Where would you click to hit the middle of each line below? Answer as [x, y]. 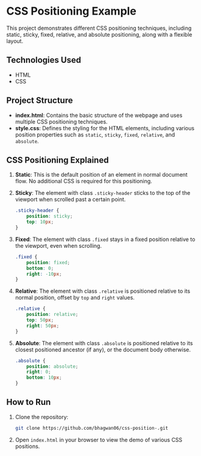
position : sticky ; [50, 216]
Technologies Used [44, 60]
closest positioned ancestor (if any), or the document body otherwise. [103, 349]
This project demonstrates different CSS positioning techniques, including [99, 28]
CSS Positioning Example [72, 11]
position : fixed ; [48, 262]
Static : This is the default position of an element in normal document [101, 175]
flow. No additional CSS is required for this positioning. [83, 181]
